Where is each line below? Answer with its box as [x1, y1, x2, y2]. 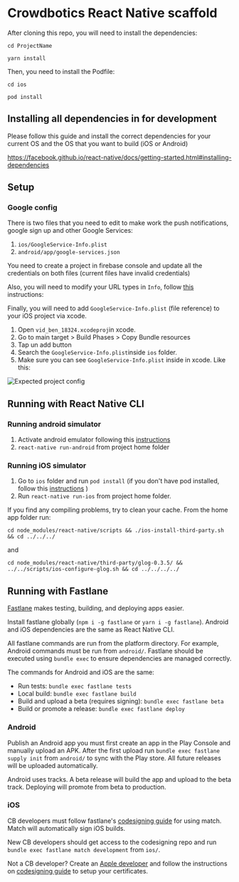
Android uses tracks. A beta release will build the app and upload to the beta [7, 775, 232, 784]
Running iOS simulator [7, 461, 87, 471]
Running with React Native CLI [7, 397, 144, 410]
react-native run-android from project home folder [17, 443, 170, 451]
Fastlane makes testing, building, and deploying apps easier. [7, 604, 184, 613]
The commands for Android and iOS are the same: [7, 668, 154, 677]
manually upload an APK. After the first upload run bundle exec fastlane [7, 746, 221, 755]
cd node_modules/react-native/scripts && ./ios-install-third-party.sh [7, 527, 224, 535]
